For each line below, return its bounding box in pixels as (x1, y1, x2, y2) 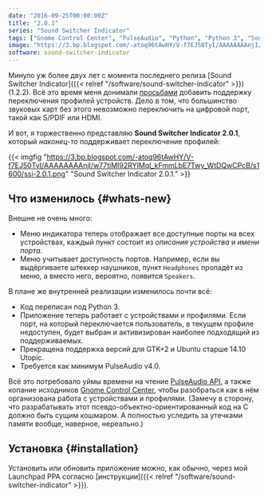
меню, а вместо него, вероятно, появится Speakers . (19, 271, 195, 280)
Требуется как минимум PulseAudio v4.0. (19, 361, 161, 370)
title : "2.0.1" (8, 19, 59, 27)
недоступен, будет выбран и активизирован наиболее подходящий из (19, 327, 260, 337)
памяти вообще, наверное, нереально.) (8, 419, 144, 429)
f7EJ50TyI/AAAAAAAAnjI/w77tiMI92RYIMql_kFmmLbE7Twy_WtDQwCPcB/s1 (8, 161, 260, 170)
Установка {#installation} (8, 442, 140, 456)
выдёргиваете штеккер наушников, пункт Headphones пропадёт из (19, 262, 243, 272)
